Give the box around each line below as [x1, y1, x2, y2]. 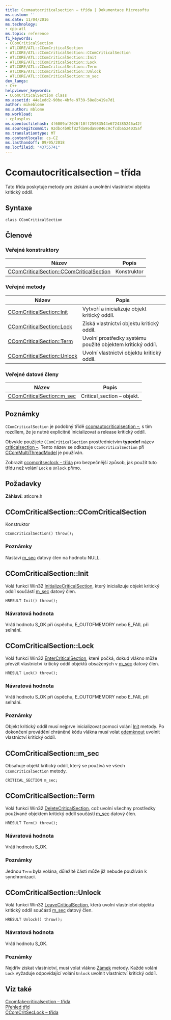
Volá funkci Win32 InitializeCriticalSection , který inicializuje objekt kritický [5, 583, 160, 589]
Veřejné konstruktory [5, 247, 60, 254]
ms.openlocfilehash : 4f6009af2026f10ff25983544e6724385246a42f [5, 121, 142, 126]
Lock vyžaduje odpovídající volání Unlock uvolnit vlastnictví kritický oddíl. [5, 970, 157, 976]
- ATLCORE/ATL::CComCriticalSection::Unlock [5, 69, 101, 74]
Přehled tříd [5, 1004, 30, 1010]
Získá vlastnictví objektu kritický [82, 319, 159, 327]
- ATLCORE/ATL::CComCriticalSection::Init [5, 55, 97, 60]
